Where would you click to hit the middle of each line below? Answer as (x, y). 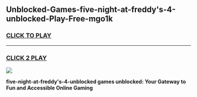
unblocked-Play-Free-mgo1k (60, 19)
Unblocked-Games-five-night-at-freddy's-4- (91, 10)
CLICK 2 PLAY (26, 58)
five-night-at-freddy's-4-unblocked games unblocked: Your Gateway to (96, 81)
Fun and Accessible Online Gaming (50, 88)
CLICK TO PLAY (29, 36)
